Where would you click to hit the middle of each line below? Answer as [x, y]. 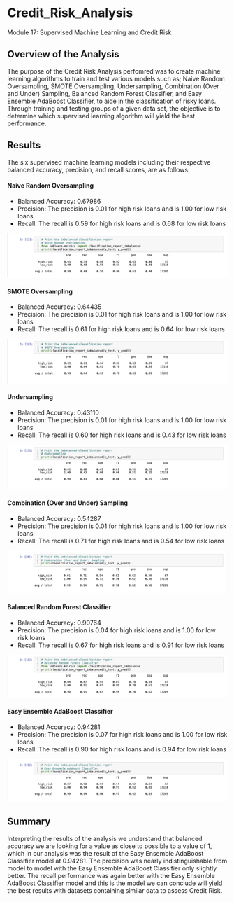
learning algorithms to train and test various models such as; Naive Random [116, 78]
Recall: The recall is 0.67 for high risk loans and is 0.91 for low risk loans [121, 645]
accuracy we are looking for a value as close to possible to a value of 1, [110, 846]
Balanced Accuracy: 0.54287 [59, 518]
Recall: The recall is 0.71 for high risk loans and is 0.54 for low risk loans [121, 541]
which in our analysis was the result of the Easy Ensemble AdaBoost [105, 853]
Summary [29, 822]
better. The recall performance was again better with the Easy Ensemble [111, 875]
